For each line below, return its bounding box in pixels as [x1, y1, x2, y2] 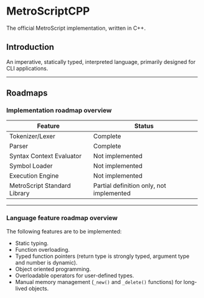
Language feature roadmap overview [6, 214, 118, 223]
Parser [9, 142, 29, 150]
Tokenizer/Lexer [9, 132, 56, 140]
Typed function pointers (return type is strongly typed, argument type [15, 252, 190, 260]
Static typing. [15, 239, 49, 247]
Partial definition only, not [93, 181, 166, 190]
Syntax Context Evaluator [9, 152, 82, 161]
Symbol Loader [9, 162, 53, 170]
